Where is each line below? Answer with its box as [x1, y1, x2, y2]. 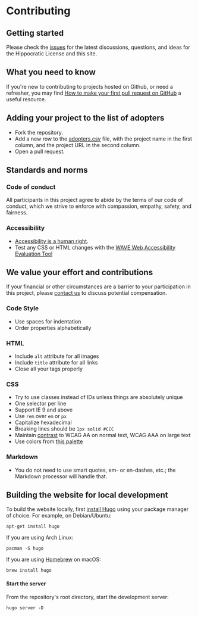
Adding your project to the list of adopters [6, 113, 165, 123]
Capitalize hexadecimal [14, 419, 73, 426]
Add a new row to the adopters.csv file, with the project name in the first [14, 135, 192, 142]
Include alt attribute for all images [14, 353, 99, 360]
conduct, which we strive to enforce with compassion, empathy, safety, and [6, 202, 192, 210]
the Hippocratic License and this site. [6, 50, 98, 57]
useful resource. [6, 95, 46, 102]
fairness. [6, 209, 28, 216]
